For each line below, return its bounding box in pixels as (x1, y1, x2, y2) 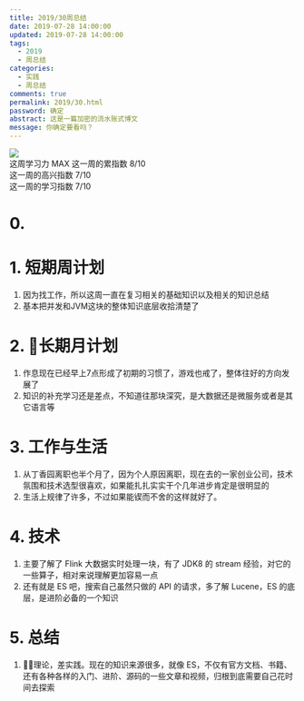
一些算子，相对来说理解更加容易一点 (22, 569, 159, 580)
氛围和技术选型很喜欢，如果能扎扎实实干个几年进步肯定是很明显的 (22, 480, 270, 490)
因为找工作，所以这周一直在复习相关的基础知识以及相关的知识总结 (22, 290, 270, 301)
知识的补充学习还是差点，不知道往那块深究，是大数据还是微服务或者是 (22, 390, 286, 401)
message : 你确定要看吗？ (9, 123, 93, 133)
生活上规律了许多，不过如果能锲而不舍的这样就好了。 (22, 491, 222, 502)
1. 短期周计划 (9, 258, 105, 278)
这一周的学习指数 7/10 (9, 181, 92, 192)
